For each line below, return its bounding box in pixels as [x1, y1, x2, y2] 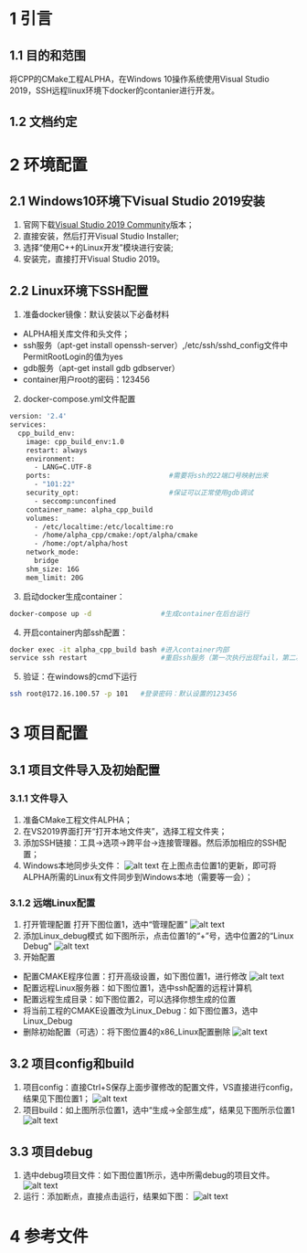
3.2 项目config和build [9, 1056, 135, 1071]
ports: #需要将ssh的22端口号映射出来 [26, 472, 269, 481]
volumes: [26, 514, 59, 523]
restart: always [26, 445, 89, 455]
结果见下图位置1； [22, 1093, 91, 1104]
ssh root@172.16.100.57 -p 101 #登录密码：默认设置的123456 [9, 689, 238, 699]
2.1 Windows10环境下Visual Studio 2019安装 [9, 193, 266, 208]
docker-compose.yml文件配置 [22, 394, 136, 405]
